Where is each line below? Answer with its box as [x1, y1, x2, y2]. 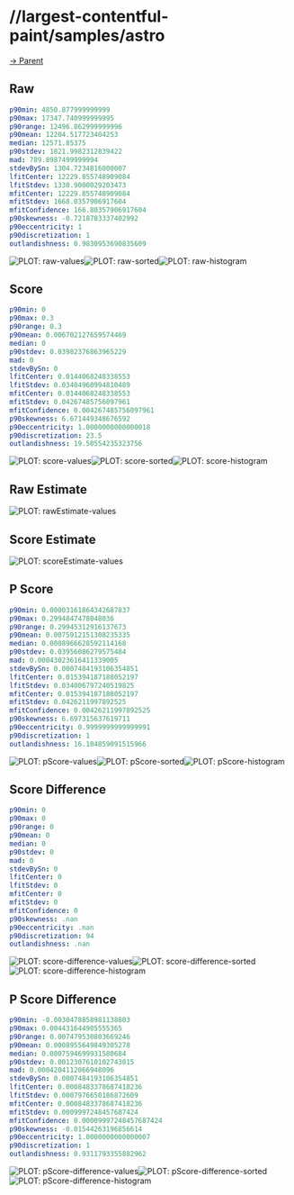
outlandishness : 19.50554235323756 [9, 439, 143, 448]
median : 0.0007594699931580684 [9, 1049, 127, 1058]
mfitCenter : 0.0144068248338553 [9, 389, 130, 398]
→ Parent [9, 55, 44, 66]
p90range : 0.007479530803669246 [9, 1032, 130, 1041]
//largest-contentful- [9, 6, 169, 27]
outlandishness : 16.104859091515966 [9, 739, 147, 748]
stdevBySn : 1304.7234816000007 [9, 164, 127, 173]
